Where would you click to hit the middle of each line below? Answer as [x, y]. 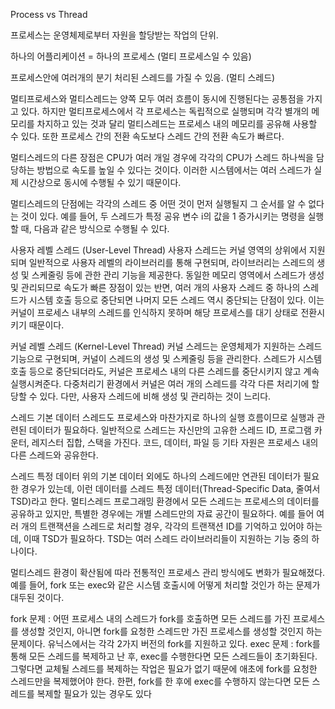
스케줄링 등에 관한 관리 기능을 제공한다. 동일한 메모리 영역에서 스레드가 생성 [178, 275]
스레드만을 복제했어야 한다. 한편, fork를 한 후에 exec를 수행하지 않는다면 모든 [160, 681]
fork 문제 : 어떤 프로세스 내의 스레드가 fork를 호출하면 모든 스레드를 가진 [150, 618]
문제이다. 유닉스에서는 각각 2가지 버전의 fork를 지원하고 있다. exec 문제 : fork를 [165, 643]
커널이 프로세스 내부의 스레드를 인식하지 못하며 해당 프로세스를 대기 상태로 [154, 312]
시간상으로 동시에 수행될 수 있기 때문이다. [101, 182]
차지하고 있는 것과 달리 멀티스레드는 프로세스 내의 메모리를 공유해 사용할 [177, 123]
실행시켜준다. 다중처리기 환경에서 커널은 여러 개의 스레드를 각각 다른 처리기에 [160, 383]
